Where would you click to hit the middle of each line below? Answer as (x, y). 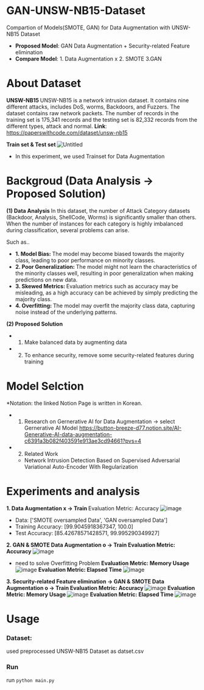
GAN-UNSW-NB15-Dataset (76, 11)
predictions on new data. (46, 279)
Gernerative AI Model (51, 428)
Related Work (41, 453)
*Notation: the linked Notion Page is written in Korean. (74, 403)
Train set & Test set (31, 144)
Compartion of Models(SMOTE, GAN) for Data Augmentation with (88, 27)
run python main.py (30, 680)
